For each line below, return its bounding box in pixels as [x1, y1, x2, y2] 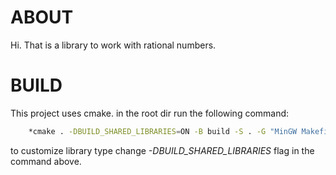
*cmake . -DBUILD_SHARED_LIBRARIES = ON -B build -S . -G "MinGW [28, 126, 298, 136]
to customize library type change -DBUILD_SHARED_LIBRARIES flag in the [10, 144, 315, 156]
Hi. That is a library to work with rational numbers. [10, 39, 217, 51]
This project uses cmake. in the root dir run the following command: [10, 107, 290, 119]
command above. [10, 155, 82, 167]
